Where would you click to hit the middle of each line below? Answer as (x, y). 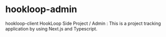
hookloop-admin (41, 9)
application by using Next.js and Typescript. (51, 28)
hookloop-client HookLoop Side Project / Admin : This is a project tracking (83, 23)
